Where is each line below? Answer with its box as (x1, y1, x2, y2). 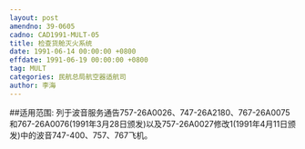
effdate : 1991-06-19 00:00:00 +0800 (9, 55, 148, 65)
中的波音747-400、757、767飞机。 (20, 129, 153, 141)
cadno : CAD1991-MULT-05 (9, 30, 100, 39)
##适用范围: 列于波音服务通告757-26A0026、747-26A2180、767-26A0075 (9, 106, 290, 118)
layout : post (9, 13, 59, 23)
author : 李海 (9, 81, 56, 90)
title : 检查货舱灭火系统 (9, 38, 93, 48)
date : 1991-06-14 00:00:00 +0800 (9, 47, 137, 56)
